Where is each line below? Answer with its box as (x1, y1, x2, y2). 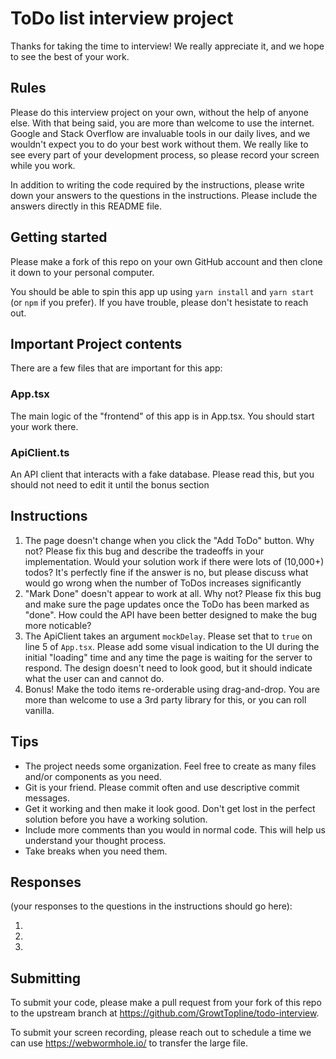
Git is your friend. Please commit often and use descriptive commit (24, 781, 300, 793)
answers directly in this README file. (10, 200, 163, 212)
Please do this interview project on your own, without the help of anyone (10, 106, 309, 118)
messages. (24, 792, 71, 804)
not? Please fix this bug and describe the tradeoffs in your (24, 545, 265, 557)
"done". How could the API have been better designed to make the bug (24, 608, 318, 621)
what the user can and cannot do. (24, 672, 165, 684)
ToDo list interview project (10, 7, 234, 30)
